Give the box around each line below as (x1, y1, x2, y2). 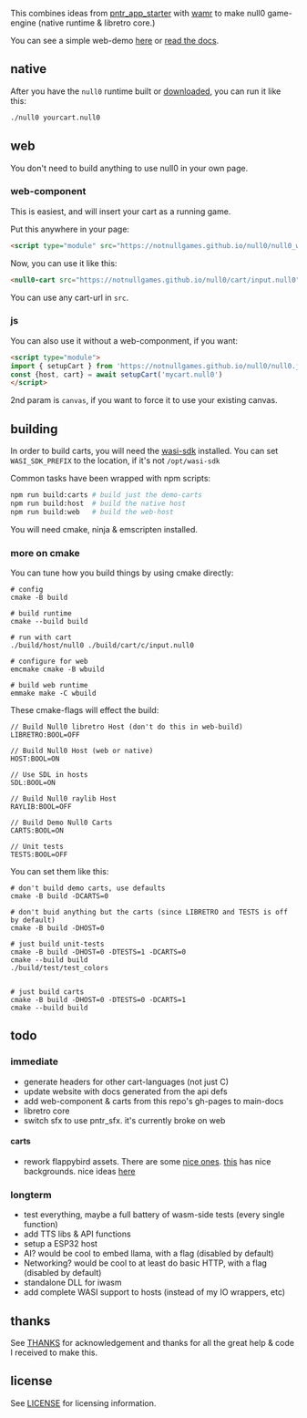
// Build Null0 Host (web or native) (10, 747, 154, 756)
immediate (10, 1055, 58, 1068)
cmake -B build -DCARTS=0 (10, 892, 108, 901)
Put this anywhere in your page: (10, 223, 130, 234)
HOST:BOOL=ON (10, 754, 60, 764)
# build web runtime (10, 681, 89, 690)
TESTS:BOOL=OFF (10, 850, 68, 860)
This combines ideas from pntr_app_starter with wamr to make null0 (10, 8, 266, 18)
